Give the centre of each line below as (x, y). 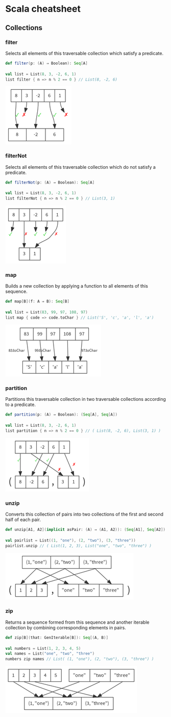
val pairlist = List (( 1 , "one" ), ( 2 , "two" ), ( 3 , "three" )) (71, 540)
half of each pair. (23, 520)
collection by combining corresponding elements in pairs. (66, 627)
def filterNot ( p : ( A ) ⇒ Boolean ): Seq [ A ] (50, 182)
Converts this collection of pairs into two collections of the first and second (84, 514)
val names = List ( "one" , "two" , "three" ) (50, 654)
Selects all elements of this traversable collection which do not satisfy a (80, 167)
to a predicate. (20, 405)
